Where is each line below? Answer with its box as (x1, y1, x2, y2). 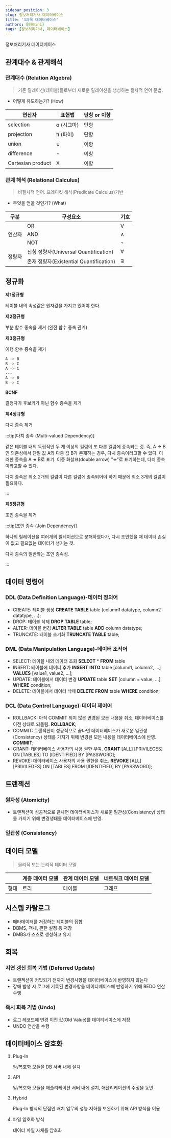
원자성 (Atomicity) (5, 796, 50, 803)
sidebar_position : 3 (5, 7, 50, 13)
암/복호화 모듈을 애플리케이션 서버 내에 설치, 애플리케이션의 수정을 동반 (12, 1085, 154, 1091)
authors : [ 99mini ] (5, 22, 44, 27)
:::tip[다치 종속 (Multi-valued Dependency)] (5, 433, 95, 439)
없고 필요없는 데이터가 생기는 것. (10, 540, 75, 546)
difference (8, 150, 33, 157)
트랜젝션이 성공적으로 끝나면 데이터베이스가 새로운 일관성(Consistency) (12, 809, 156, 815)
